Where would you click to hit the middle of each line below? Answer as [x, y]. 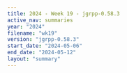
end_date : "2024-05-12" [42, 53]
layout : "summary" [34, 59]
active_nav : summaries [40, 20]
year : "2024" [26, 26]
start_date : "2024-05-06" [45, 46]
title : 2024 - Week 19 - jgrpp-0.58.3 [63, 14]
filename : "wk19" [32, 33]
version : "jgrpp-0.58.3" [43, 40]
